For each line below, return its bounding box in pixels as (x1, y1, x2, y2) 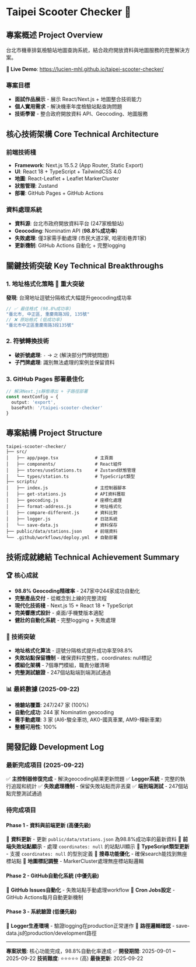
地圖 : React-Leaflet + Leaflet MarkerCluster (14, 175, 120, 182)
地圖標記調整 (27, 858, 59, 865)
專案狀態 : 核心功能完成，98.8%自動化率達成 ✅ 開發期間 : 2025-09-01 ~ (6, 947, 176, 954)
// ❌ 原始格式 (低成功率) (6, 316, 63, 322)
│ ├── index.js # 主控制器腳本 (6, 485, 127, 491)
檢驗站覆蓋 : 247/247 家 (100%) (14, 701, 89, 708)
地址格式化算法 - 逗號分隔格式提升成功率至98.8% (14, 647, 133, 654)
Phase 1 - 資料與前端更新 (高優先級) (6, 821, 92, 828)
